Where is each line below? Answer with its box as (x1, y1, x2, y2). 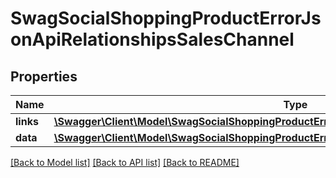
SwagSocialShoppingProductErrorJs (10, 7, 322, 30)
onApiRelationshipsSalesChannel (10, 28, 295, 51)
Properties (10, 68, 78, 85)
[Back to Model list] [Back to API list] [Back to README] (10, 157, 240, 168)
